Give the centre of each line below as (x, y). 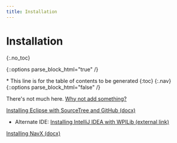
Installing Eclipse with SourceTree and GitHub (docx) (71, 110)
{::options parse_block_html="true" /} (52, 69)
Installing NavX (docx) (33, 133)
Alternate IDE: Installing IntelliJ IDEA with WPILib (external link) (92, 122)
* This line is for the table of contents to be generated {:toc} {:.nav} (89, 80)
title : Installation (32, 12)
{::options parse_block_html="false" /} (53, 87)
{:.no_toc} (18, 58)
